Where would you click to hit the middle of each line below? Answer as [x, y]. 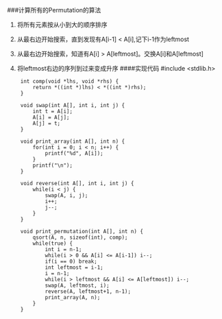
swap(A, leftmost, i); [77, 285]
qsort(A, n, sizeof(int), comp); [80, 237]
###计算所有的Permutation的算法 [54, 10]
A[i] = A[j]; [51, 117]
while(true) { [53, 244]
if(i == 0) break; [71, 261]
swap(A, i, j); [66, 196]
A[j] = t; [47, 123]
